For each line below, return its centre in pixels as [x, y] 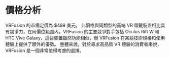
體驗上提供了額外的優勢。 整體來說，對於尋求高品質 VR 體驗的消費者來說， [83, 44]
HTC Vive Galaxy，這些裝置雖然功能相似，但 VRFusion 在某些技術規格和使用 [85, 38]
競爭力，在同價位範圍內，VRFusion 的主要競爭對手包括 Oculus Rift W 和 [84, 31]
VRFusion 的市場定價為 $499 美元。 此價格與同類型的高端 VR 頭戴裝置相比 [83, 25]
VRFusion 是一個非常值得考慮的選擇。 [45, 50]
